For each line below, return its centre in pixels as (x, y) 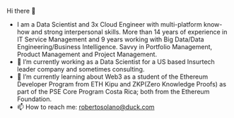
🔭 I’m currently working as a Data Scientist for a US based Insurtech (116, 62)
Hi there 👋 (21, 11)
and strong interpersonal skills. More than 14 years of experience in (129, 32)
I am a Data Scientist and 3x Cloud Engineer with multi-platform (109, 24)
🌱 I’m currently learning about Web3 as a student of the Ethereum (112, 77)
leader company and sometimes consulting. (81, 69)
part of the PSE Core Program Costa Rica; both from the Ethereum (113, 92)
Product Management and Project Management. (87, 54)
